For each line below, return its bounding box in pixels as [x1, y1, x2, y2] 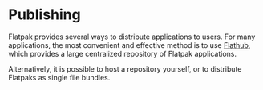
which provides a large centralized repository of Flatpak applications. [8, 49, 237, 58]
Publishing [8, 6, 82, 24]
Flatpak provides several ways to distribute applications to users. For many [8, 32, 256, 41]
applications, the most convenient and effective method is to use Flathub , [8, 40, 251, 49]
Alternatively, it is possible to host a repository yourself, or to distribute [8, 64, 242, 73]
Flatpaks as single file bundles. [8, 72, 111, 82]
